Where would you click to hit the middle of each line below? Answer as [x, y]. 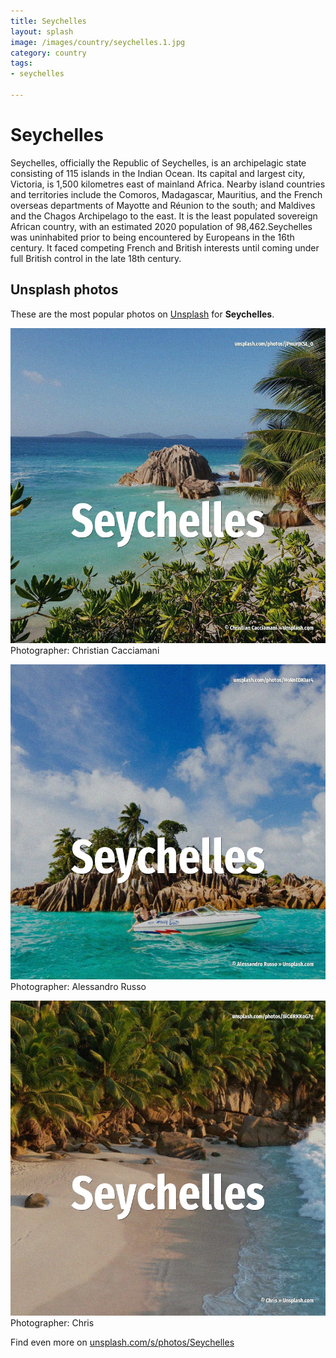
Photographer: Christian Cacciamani [85, 650]
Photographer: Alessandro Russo [78, 986]
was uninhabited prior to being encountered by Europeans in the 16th [152, 237]
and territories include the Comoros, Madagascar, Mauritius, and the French [166, 194]
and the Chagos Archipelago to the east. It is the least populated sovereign [164, 216]
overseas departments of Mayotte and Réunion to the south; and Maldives [163, 205]
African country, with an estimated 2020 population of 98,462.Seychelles [161, 226]
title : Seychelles [48, 21]
